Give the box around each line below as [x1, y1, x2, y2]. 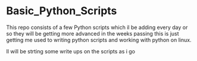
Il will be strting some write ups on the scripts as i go [6, 47, 136, 54]
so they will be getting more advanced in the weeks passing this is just [6, 30, 180, 37]
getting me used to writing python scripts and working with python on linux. [6, 36, 192, 43]
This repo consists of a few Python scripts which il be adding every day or [6, 24, 188, 31]
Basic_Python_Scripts [6, 4, 117, 18]
